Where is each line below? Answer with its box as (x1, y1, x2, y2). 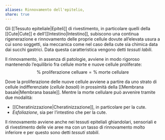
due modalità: (5, 94, 33, 100)
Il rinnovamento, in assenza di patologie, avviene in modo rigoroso (5, 56, 140, 62)
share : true (5, 12, 30, 17)
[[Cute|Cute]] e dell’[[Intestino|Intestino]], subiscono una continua (5, 31, 139, 37)
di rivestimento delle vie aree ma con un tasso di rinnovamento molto (5, 124, 145, 130)
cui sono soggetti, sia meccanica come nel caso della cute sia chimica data (5, 41, 158, 47)
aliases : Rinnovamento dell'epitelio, (5, 7, 85, 12)
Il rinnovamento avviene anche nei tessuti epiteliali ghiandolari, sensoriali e (5, 119, 157, 125)
